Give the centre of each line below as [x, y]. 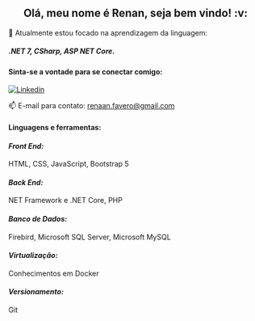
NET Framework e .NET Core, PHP [65, 201]
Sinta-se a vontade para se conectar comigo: [86, 71]
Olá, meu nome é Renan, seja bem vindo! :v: [136, 13]
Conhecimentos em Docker [54, 273]
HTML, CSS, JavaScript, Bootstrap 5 [69, 164]
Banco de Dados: [38, 218]
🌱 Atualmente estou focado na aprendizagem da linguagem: [108, 32]
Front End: [26, 146]
